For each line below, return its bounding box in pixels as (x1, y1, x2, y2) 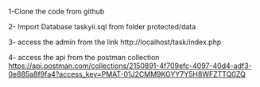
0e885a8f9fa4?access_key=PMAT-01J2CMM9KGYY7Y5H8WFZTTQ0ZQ (8, 70, 246, 78)
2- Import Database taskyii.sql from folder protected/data (8, 22, 196, 31)
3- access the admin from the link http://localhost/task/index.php (8, 37, 222, 47)
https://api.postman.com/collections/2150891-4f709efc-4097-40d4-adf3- (8, 61, 252, 70)
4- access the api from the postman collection (8, 53, 160, 62)
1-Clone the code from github (8, 7, 105, 16)
